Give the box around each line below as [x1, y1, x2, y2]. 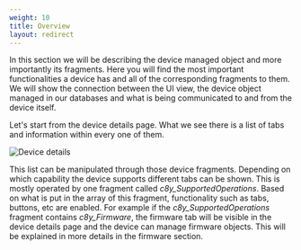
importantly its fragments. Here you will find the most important [9, 64, 244, 75]
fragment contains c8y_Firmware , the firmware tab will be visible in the [9, 212, 272, 223]
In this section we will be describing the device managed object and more [9, 55, 282, 66]
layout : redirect [9, 30, 75, 39]
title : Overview [9, 22, 70, 31]
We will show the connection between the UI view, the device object [9, 83, 262, 94]
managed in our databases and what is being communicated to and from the [9, 93, 293, 103]
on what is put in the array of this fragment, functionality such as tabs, [9, 192, 270, 203]
